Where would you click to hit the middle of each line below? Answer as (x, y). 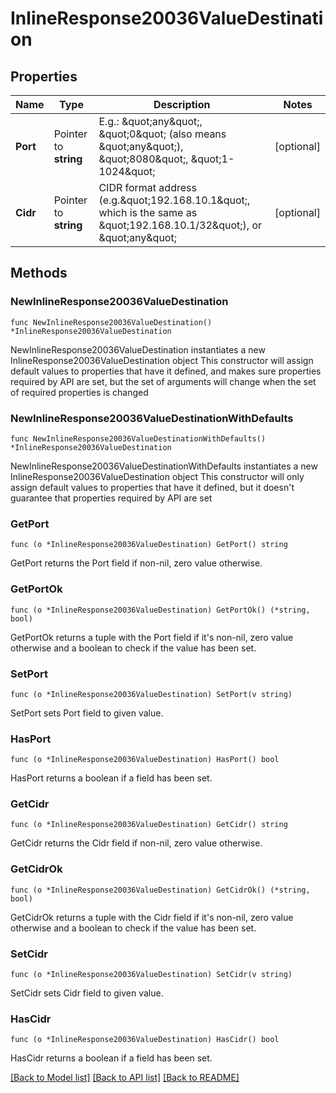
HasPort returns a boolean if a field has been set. (111, 778)
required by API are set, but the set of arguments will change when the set (163, 381)
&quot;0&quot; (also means (162, 134)
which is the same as (148, 212)
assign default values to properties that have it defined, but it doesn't (152, 487)
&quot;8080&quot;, (143, 159)
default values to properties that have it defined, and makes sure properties (166, 371)
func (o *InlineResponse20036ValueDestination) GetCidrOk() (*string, (160, 890)
